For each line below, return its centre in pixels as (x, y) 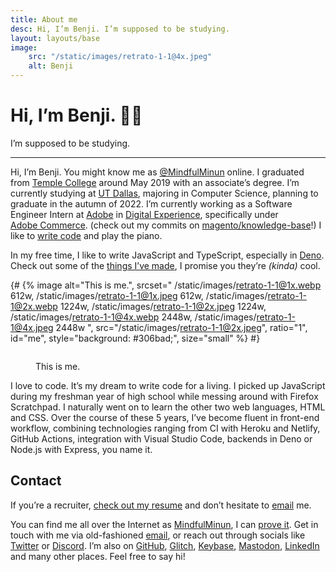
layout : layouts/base (55, 38)
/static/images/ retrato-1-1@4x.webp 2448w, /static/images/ (133, 317)
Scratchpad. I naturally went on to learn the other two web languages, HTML (168, 407)
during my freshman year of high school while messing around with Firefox (164, 396)
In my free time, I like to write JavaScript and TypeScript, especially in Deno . (167, 255)
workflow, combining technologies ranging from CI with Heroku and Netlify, (165, 428)
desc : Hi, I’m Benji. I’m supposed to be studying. (120, 29)
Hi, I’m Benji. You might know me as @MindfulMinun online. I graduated (157, 172)
